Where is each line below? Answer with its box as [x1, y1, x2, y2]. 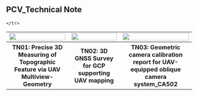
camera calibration [128, 50, 183, 58]
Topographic [19, 58, 56, 66]
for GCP [82, 61, 105, 69]
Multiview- [21, 72, 54, 81]
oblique [159, 65, 181, 73]
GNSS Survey [74, 54, 114, 62]
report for [133, 58, 161, 66]
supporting [78, 69, 110, 77]
